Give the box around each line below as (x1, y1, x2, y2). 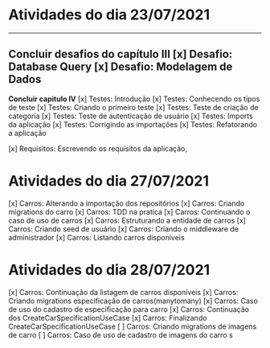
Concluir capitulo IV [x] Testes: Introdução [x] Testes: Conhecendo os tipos (8, 94, 260, 104)
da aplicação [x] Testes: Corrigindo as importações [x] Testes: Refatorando (8, 119, 258, 129)
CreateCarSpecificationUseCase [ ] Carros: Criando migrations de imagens (8, 321, 257, 331)
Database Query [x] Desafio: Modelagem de (8, 60, 233, 74)
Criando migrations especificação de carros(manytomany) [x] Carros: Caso (8, 296, 259, 305)
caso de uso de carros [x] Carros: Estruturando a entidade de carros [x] (8, 215, 247, 225)
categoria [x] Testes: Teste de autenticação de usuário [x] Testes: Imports (8, 111, 253, 121)
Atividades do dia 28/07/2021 (8, 260, 211, 279)
